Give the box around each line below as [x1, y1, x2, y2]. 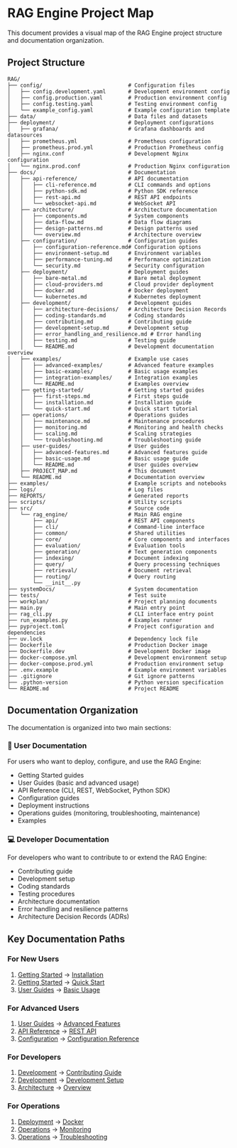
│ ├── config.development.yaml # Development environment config [7, 87, 231, 95]
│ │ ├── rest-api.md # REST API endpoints [7, 193, 192, 200]
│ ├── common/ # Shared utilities [7, 530, 186, 537]
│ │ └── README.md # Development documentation [7, 343, 214, 350]
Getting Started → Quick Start [17, 977, 105, 986]
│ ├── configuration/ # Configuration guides [7, 237, 199, 245]
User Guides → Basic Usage [17, 985, 101, 994]
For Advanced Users [7, 1003, 79, 1013]
